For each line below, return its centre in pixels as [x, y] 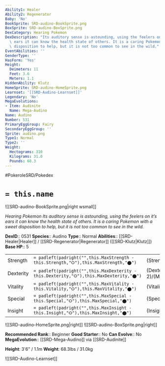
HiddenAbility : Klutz [27, 83]
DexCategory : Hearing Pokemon [36, 33]
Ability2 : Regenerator [28, 14]
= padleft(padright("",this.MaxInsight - [82, 308]
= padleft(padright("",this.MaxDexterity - [85, 271]
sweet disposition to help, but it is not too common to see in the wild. [74, 227]
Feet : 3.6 [19, 74]
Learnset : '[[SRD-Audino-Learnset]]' [44, 92]
